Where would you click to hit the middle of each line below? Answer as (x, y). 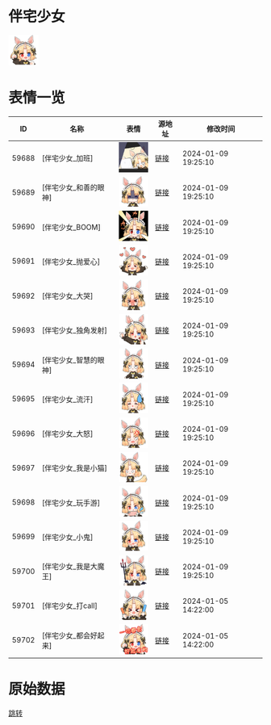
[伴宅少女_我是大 (70, 567)
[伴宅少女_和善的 (70, 187)
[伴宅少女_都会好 (70, 635)
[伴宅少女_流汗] (67, 399)
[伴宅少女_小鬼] (67, 537)
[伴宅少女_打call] (70, 606)
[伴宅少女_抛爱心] (71, 261)
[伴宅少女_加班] (67, 158)
